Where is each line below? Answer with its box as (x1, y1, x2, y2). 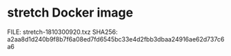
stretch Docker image (7, 5, 133, 21)
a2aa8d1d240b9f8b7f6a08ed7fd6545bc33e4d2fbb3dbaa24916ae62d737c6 (7, 35, 225, 43)
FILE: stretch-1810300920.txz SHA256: (7, 28, 119, 36)
